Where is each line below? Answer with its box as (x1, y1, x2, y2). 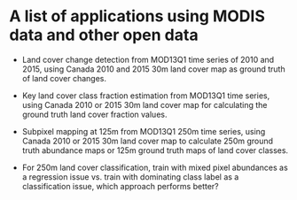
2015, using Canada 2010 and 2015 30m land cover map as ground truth (21, 64, 285, 74)
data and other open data (9, 25, 199, 45)
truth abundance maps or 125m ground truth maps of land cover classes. (21, 144, 289, 156)
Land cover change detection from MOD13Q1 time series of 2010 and (21, 54, 275, 65)
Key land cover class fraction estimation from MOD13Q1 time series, (21, 90, 270, 101)
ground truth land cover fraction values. (21, 109, 168, 119)
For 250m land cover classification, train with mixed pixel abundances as (21, 162, 288, 173)
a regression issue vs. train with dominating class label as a (21, 171, 239, 182)
